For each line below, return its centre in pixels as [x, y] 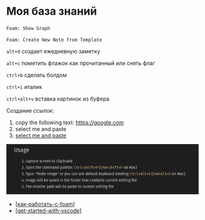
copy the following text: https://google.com [69, 122]
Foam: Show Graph [28, 28]
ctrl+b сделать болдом [37, 75]
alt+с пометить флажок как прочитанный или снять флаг [81, 63]
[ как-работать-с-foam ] [45, 204]
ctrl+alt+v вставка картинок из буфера [58, 99]
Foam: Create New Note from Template [54, 40]
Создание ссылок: [30, 110]
